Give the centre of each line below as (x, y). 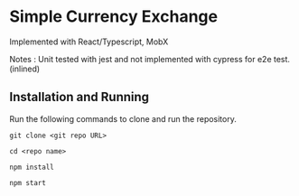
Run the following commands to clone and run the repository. (123, 118)
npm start (28, 182)
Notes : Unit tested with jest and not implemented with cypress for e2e (141, 59)
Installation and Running (79, 97)
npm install (32, 167)
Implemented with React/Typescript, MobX (89, 42)
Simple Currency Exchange (114, 17)
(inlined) (25, 69)
